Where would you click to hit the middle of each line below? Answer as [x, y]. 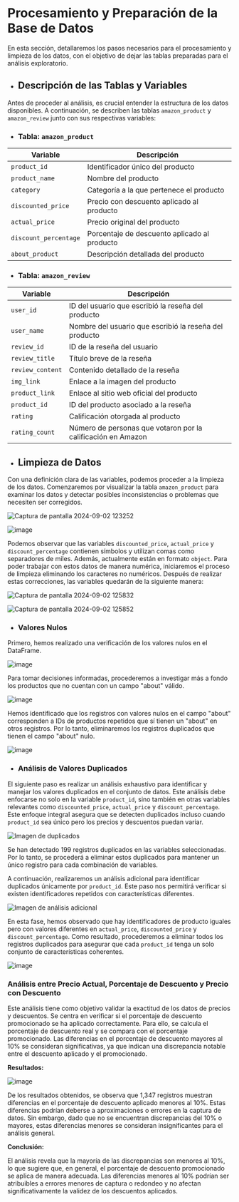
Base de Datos [51, 28]
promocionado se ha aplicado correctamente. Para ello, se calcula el [108, 1024]
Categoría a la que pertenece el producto [156, 190]
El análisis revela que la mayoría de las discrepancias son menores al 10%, [116, 1161]
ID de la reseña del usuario [113, 347]
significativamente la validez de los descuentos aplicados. [92, 1191]
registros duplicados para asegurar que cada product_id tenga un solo [111, 944]
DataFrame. [24, 651]
